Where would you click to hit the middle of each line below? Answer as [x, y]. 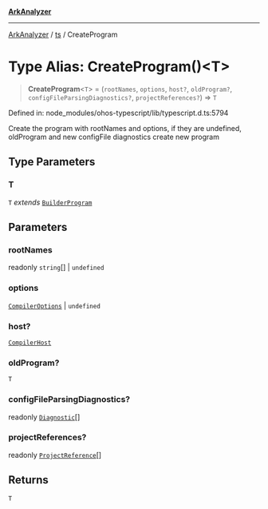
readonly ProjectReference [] [55, 455]
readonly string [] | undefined [56, 268]
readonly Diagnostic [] [44, 417]
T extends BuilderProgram [50, 202]
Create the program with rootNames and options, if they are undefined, [125, 128]
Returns [29, 480]
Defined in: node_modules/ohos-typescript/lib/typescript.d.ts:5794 [118, 113]
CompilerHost [30, 343]
